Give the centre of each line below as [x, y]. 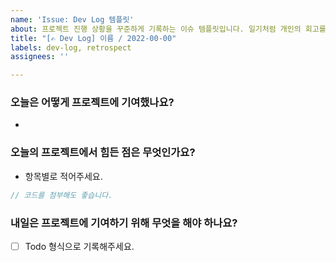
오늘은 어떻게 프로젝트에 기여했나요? [92, 103]
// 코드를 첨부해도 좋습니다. [61, 195]
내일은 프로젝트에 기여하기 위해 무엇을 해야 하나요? [124, 223]
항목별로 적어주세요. [63, 176]
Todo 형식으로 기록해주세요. [79, 246]
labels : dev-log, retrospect [71, 47]
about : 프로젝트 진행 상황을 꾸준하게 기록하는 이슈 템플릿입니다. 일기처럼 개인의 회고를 [168, 29]
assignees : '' [40, 57]
